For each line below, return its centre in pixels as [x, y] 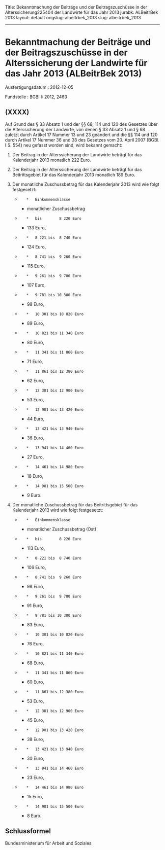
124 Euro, [36, 247]
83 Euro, [35, 624]
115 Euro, [36, 266]
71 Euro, [35, 361]
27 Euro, [35, 457]
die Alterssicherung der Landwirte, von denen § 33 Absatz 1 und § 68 [75, 129]
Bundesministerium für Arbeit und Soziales [48, 843]
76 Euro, [35, 643]
